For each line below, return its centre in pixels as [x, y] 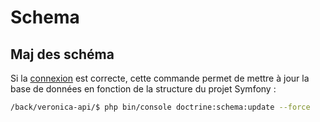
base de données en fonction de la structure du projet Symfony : [143, 89]
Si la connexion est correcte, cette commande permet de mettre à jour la [160, 78]
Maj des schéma [62, 54]
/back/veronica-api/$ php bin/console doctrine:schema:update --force [160, 107]
